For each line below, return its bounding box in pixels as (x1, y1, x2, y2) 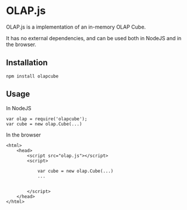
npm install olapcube (6, 73, 59, 79)
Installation (6, 58, 48, 68)
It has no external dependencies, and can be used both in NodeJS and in (6, 34, 182, 41)
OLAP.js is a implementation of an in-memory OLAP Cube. (6, 23, 146, 30)
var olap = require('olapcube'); (6, 116, 88, 122)
